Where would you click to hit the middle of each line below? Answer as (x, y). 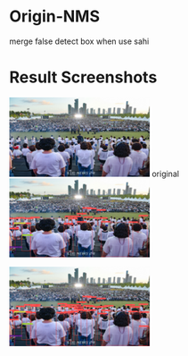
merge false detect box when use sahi (79, 41)
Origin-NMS (55, 17)
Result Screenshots (83, 77)
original (165, 174)
